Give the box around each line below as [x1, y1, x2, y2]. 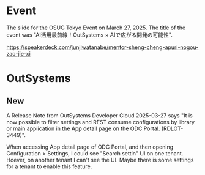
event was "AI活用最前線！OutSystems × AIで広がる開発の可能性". [6, 31, 173, 39]
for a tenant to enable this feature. [6, 163, 92, 170]
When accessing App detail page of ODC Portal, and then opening [6, 143, 174, 151]
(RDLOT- [161, 125, 184, 132]
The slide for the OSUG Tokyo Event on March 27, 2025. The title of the [6, 24, 185, 31]
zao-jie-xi [6, 50, 31, 57]
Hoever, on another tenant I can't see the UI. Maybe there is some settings [6, 156, 194, 163]
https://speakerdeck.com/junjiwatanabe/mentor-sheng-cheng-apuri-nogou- [6, 43, 199, 51]
